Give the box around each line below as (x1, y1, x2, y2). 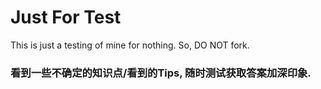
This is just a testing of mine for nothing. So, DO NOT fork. (10, 39, 250, 51)
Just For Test (10, 6, 122, 29)
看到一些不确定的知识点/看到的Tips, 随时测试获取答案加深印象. (10, 66, 312, 80)
